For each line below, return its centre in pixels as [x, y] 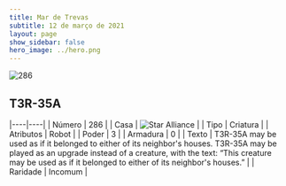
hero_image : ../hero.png [55, 50]
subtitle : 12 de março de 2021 [67, 26]
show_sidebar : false [47, 42]
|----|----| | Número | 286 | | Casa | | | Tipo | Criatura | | [139, 124]
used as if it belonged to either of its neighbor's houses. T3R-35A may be [143, 143]
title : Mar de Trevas [49, 17]
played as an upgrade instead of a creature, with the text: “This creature [140, 152]
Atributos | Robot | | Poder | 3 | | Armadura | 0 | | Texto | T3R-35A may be [143, 134]
